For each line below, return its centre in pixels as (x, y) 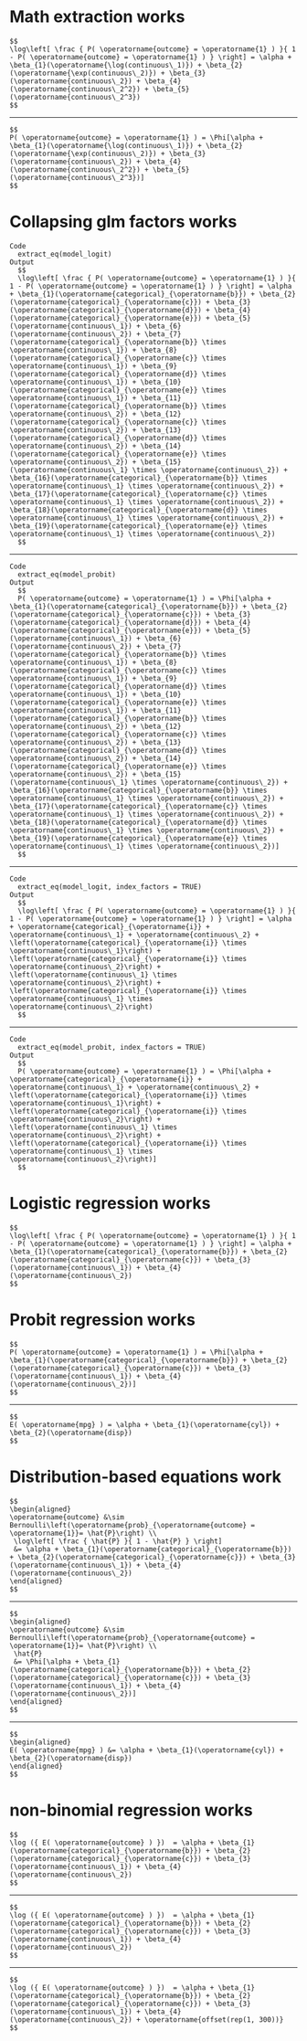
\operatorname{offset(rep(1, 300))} (214, 2020)
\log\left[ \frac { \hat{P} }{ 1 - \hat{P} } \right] (118, 1541)
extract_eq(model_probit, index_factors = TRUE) (112, 1047)
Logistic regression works (110, 1204)
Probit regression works (103, 1320)
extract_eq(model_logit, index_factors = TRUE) (110, 887)
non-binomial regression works (131, 1810)
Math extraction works (97, 17)
